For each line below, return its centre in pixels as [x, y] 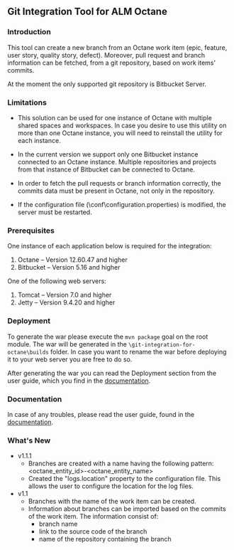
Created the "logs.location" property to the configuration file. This [124, 479]
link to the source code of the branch [93, 532]
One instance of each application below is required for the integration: [110, 246]
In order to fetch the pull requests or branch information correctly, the [119, 183]
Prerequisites [31, 231]
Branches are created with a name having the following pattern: [121, 464]
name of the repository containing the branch [105, 539]
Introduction [29, 32]
